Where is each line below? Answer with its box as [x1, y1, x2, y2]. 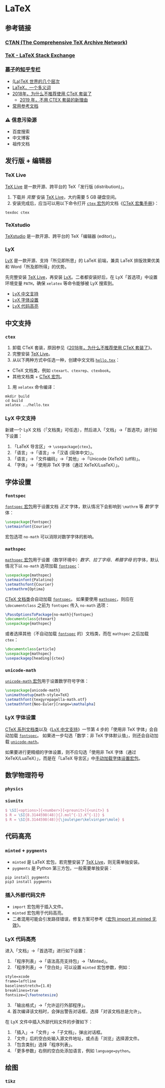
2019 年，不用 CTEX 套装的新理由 [19, 97, 88, 102]
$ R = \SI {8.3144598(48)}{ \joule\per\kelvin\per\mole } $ [5, 817, 125, 823]
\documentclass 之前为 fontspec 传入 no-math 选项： [5, 602, 110, 608]
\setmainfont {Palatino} [5, 577, 54, 582]
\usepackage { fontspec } [5, 519, 52, 525]
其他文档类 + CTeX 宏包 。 [12, 373, 65, 379]
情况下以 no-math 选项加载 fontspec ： [5, 563, 81, 569]
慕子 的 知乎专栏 [5, 66, 41, 73]
